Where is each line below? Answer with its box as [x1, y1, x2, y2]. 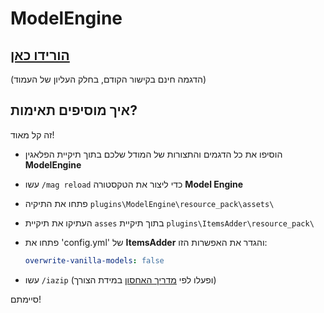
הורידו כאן [10, 47, 70, 64]
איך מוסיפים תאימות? [10, 102, 138, 119]
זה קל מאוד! [10, 128, 55, 141]
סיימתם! [10, 293, 42, 305]
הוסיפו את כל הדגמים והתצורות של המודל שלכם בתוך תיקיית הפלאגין [24, 148, 283, 160]
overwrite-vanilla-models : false [24, 255, 165, 266]
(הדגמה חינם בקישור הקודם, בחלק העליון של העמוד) [10, 73, 207, 85]
